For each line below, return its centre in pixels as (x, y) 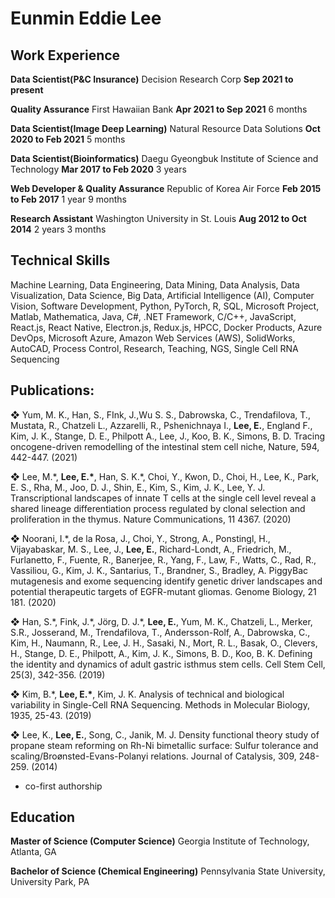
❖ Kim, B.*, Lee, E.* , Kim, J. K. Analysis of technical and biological (147, 694)
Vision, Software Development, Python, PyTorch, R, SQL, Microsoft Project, (165, 306)
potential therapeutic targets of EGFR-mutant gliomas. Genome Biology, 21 (163, 591)
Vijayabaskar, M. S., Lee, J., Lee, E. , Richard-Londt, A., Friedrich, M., (151, 549)
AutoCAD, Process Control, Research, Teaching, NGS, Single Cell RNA (154, 348)
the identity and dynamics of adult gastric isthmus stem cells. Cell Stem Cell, (168, 664)
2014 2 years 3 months (58, 229)
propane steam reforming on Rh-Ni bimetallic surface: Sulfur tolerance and (164, 745)
